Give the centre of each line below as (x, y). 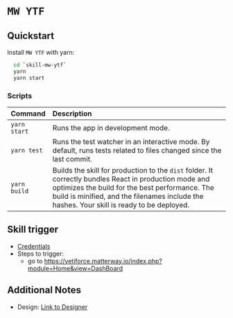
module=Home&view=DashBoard (75, 268)
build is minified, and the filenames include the (128, 196)
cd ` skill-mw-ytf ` (40, 65)
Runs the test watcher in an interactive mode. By (131, 141)
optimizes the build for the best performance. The (133, 187)
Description (72, 114)
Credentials (34, 246)
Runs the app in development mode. (111, 127)
